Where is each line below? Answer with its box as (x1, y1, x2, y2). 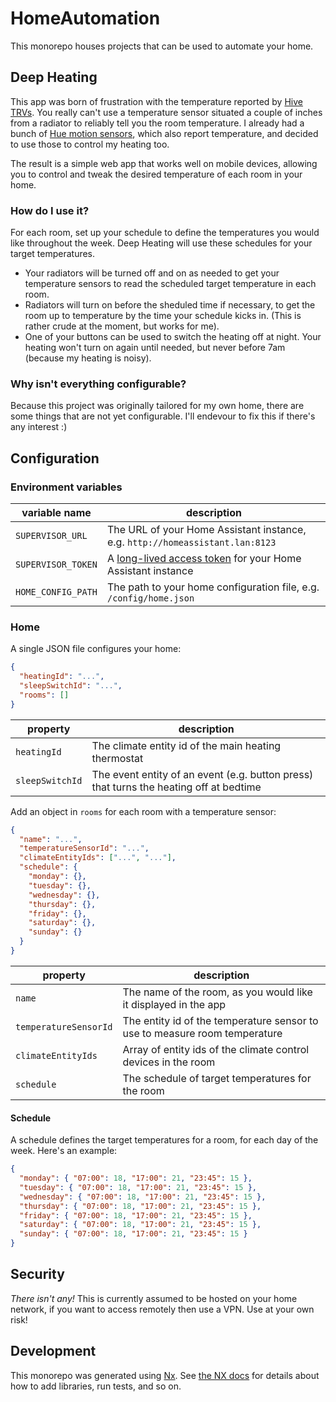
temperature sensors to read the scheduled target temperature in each (24, 278, 317, 290)
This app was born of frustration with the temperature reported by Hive (10, 95, 303, 107)
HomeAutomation (10, 7, 161, 30)
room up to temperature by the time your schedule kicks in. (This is (24, 310, 302, 322)
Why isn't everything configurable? (10, 377, 187, 391)
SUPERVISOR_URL (15, 530, 88, 542)
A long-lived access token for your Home (106, 552, 302, 566)
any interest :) (10, 421, 68, 433)
